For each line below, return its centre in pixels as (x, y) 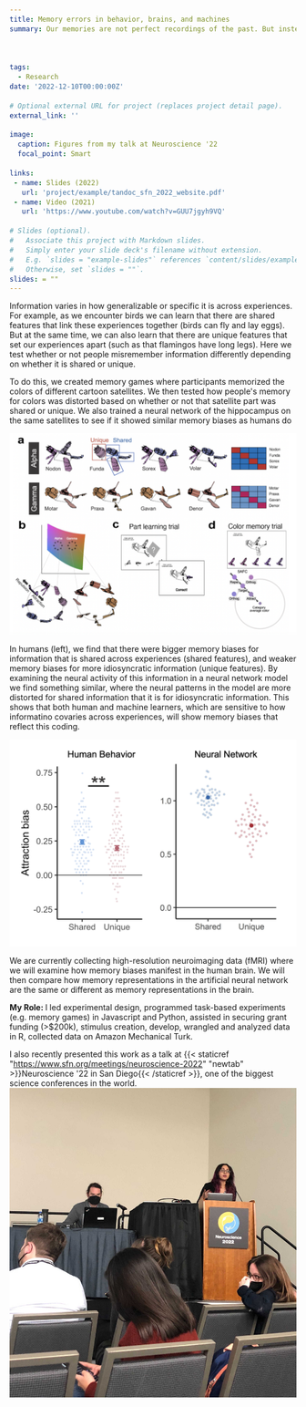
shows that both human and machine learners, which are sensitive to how (148, 707)
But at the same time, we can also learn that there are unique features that (148, 335)
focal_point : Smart (55, 154)
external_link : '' (44, 115)
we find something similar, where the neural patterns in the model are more (150, 688)
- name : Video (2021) (54, 202)
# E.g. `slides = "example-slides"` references (106, 260)
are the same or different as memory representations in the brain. (132, 989)
